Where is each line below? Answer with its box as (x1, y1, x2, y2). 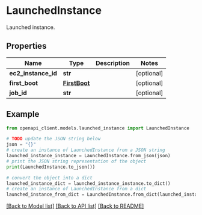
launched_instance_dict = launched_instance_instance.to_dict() (6, 180, 171, 187)
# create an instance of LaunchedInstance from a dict (6, 186, 147, 192)
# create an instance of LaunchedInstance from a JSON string (6, 147, 165, 154)
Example (6, 109, 40, 119)
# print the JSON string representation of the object (6, 158, 147, 164)
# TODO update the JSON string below (6, 136, 101, 142)
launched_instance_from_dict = (6, 192, 85, 198)
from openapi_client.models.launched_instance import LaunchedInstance (6, 125, 189, 131)
